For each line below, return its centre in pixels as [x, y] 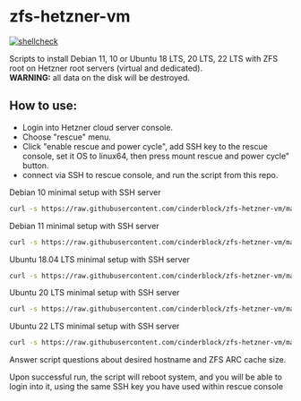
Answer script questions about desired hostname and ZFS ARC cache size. [148, 360]
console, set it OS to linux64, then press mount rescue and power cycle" [155, 156]
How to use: [43, 106]
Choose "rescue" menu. [67, 137]
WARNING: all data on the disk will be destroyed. [100, 77]
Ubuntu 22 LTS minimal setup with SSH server [95, 326]
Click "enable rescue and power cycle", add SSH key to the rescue [145, 146]
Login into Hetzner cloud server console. [97, 127]
